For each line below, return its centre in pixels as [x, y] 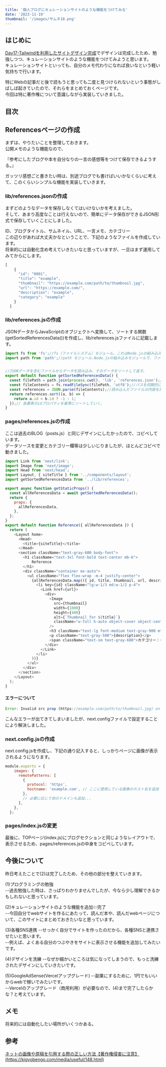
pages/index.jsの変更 [31, 826]
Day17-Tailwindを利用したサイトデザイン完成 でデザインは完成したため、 [79, 53]
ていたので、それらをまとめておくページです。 [74, 88]
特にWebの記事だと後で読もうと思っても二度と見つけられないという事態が [81, 82]
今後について [25, 861]
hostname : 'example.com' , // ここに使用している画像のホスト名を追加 [93, 789]
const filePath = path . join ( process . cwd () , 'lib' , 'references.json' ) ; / [86, 380]
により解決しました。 [27, 725]
